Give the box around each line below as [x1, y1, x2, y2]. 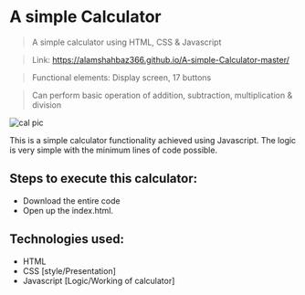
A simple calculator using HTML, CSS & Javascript [31, 37, 222, 47]
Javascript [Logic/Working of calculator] [22, 275, 175, 286]
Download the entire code [22, 195, 121, 206]
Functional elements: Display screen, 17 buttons [31, 71, 212, 83]
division [31, 99, 62, 111]
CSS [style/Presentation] [22, 265, 117, 276]
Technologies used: [9, 231, 125, 248]
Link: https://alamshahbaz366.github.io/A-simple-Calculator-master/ [31, 54, 290, 65]
